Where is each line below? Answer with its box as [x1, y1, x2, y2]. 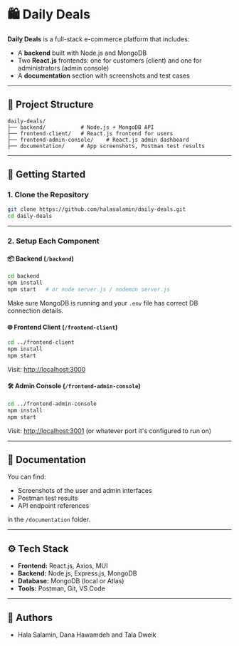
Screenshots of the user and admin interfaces [17, 486, 152, 495]
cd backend [7, 273, 40, 280]
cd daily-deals [7, 212, 53, 220]
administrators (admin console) [17, 63, 110, 72]
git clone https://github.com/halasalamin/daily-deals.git [7, 206, 186, 213]
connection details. [7, 306, 64, 315]
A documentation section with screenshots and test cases [17, 71, 190, 80]
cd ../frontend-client [7, 339, 75, 346]
